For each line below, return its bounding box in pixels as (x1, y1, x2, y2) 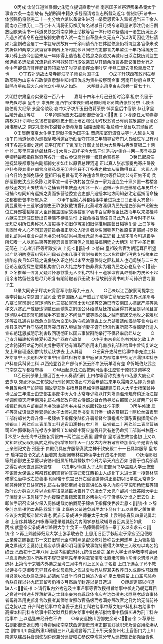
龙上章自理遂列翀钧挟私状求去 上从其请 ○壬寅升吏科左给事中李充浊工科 (5, 349, 156, 354)
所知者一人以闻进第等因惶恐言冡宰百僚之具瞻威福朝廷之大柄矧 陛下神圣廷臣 (5, 239, 155, 245)
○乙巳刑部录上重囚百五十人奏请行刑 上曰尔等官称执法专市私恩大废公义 (13, 373, 155, 378)
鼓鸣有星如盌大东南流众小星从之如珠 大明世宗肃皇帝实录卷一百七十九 (5, 83, 151, 89)
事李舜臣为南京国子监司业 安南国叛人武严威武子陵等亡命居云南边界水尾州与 (5, 294, 155, 300)
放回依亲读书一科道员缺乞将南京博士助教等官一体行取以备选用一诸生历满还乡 (5, 29, 158, 34)
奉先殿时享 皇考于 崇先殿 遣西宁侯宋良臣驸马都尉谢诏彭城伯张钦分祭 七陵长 (5, 100, 154, 105)
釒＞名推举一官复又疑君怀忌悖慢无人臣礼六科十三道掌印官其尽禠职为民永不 (5, 270, 154, 275)
